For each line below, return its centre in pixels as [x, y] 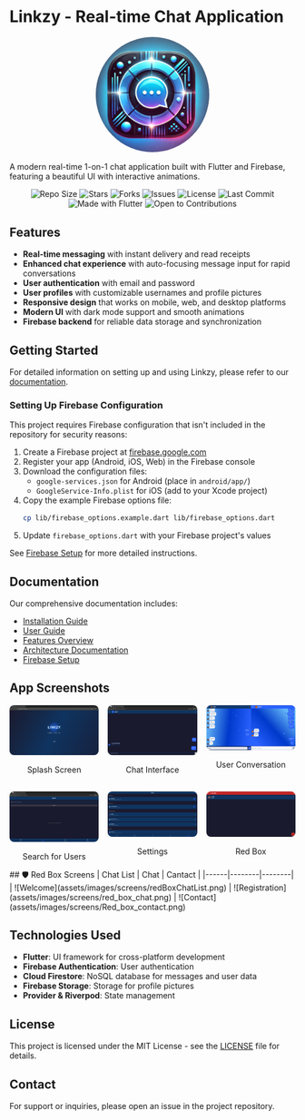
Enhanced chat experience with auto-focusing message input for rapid [156, 264]
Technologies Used [65, 935]
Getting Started [54, 350]
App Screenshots [60, 688]
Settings [152, 851]
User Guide [44, 631]
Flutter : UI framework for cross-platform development [123, 957]
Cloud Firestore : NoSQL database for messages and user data [139, 977]
